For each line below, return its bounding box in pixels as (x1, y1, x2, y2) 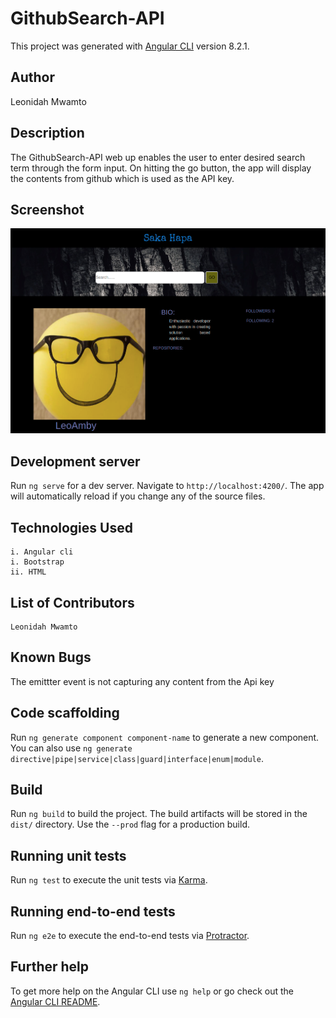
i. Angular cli (10, 547, 74, 557)
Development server (10, 453, 141, 470)
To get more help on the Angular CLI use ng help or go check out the (10, 985, 294, 997)
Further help (10, 958, 90, 976)
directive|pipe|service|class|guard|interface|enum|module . (10, 752, 264, 764)
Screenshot (10, 201, 85, 218)
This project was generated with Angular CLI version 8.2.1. (10, 40, 250, 52)
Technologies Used (10, 519, 133, 536)
